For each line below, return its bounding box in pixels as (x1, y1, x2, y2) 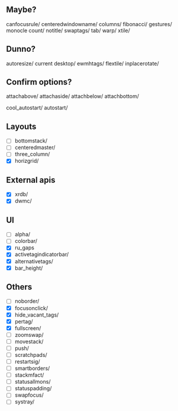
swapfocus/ (14, 391, 44, 399)
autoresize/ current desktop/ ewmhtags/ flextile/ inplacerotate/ (6, 59, 160, 67)
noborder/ (14, 298, 40, 305)
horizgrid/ (14, 157, 39, 165)
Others (6, 282, 33, 292)
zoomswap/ (14, 331, 44, 338)
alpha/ (14, 231, 31, 238)
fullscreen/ (14, 324, 41, 331)
